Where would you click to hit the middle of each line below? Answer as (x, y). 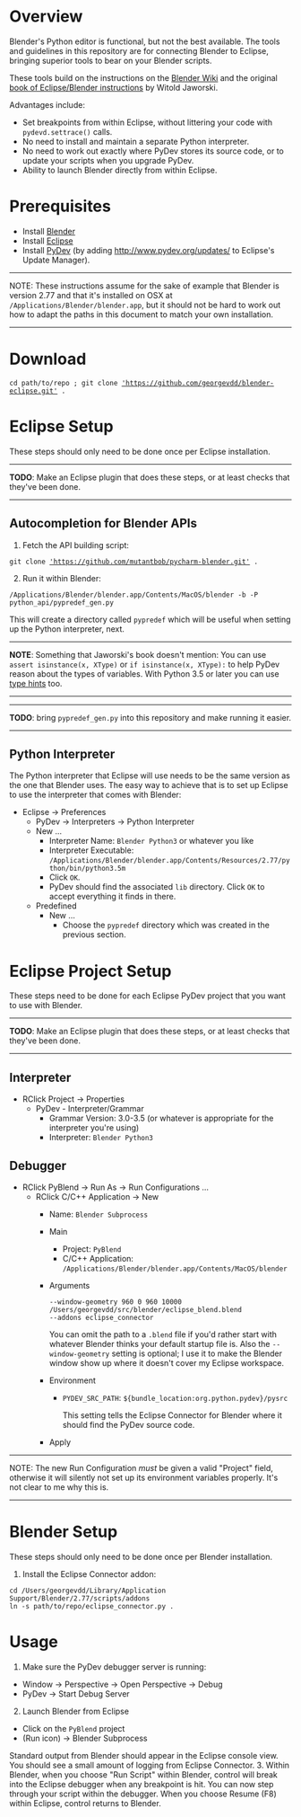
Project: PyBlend (92, 1249)
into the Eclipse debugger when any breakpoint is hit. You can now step (142, 1784)
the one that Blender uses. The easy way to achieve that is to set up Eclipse (149, 785)
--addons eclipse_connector (101, 1317)
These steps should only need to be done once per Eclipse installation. (140, 451)
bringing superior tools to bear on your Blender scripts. (111, 60)
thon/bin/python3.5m (87, 869)
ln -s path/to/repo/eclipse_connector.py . (92, 1606)
